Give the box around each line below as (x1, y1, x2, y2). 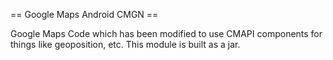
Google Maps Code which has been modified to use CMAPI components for (10, 28, 323, 39)
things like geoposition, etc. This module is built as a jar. (10, 39, 241, 50)
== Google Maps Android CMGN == (10, 9, 159, 20)
